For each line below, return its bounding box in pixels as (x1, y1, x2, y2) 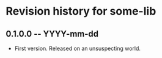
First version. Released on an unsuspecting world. (14, 45, 141, 52)
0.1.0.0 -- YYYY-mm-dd (6, 29, 99, 39)
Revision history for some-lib (6, 4, 156, 18)
